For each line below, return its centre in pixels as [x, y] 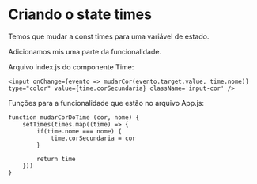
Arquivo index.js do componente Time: [71, 67]
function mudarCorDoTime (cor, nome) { [74, 117]
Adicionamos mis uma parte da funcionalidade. [85, 51]
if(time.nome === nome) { [79, 131]
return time [57, 159]
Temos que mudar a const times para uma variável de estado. [109, 36]
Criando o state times [80, 15]
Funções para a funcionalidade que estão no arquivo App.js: [106, 103]
